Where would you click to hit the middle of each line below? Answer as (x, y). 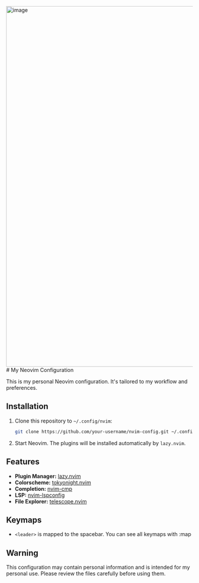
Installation (27, 406)
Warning (22, 553)
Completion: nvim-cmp (44, 489)
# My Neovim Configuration (40, 370)
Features (23, 462)
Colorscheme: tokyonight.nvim (53, 482)
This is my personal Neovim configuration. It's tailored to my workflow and (97, 382)
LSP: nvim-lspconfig (40, 495)
